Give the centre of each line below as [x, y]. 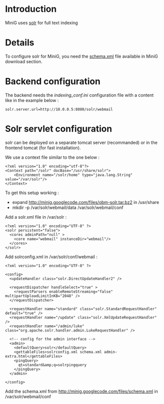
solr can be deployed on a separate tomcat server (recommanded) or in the [82, 142]
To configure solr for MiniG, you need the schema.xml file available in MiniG [82, 56]
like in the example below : [32, 100]
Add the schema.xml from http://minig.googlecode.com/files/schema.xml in [82, 391]
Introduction [31, 9]
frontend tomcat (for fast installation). [43, 148]
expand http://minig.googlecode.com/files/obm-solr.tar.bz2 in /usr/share [86, 202]
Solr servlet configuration [59, 129]
